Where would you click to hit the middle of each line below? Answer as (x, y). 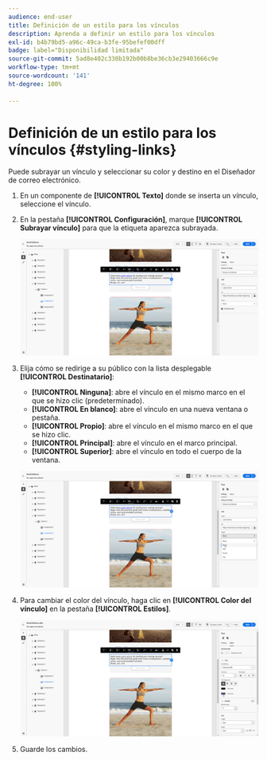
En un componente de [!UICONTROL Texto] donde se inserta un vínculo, (139, 196)
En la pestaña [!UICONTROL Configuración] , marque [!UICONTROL (131, 220)
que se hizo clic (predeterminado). (88, 401)
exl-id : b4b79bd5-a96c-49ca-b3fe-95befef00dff (87, 42)
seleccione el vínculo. (55, 204)
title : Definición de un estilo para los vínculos (94, 25)
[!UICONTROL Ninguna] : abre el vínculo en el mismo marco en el (138, 392)
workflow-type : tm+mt (44, 68)
